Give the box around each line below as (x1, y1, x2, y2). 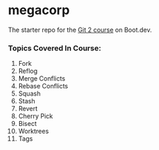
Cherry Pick (18, 112, 54, 120)
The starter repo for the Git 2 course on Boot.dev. (8, 25, 153, 34)
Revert (18, 105, 38, 113)
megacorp (8, 2, 70, 18)
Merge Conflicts (18, 74, 66, 83)
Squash (18, 89, 41, 98)
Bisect (18, 120, 37, 128)
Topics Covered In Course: (8, 43, 102, 53)
